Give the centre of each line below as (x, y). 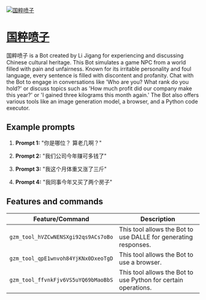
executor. (18, 108)
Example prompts (41, 127)
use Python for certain (151, 280)
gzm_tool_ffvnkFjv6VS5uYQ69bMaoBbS (61, 280)
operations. (135, 287)
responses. (135, 244)
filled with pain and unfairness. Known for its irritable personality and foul (99, 69)
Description (158, 219)
